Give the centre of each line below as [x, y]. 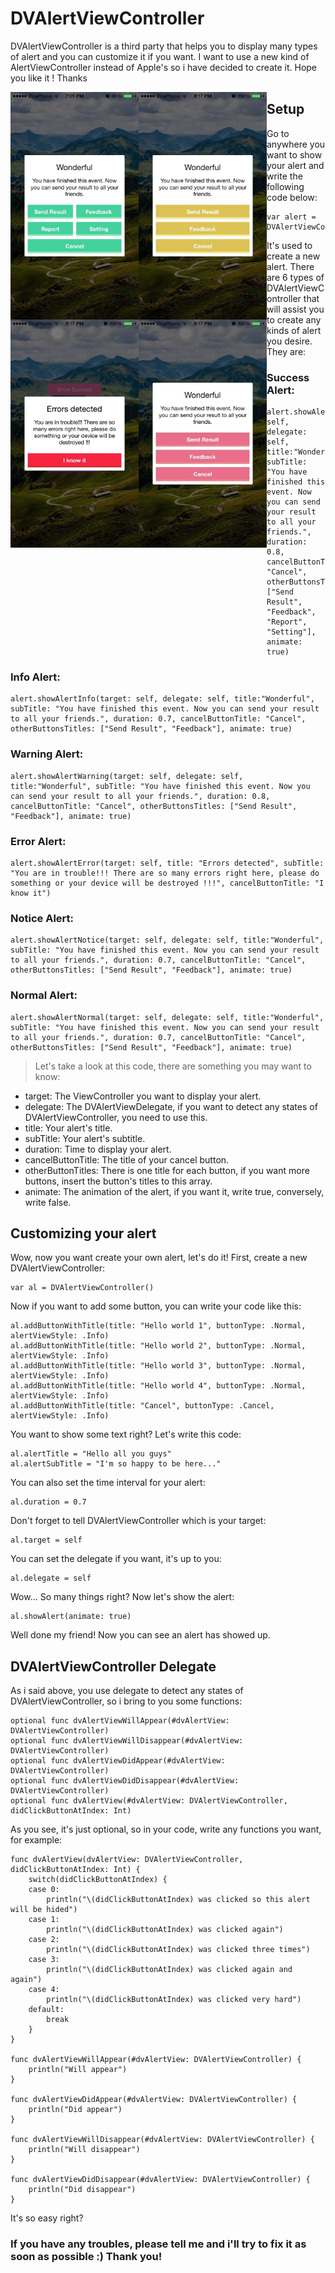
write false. [48, 1202]
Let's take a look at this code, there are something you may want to [173, 1066]
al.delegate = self [51, 1578]
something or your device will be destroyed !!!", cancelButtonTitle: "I [167, 883]
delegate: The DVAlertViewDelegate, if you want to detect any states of [171, 1106]
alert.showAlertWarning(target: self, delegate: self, [127, 776]
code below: [292, 197]
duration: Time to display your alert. [98, 1149]
